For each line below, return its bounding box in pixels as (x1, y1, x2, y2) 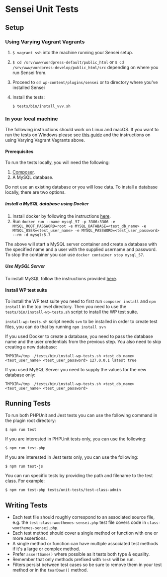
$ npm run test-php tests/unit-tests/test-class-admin (5, 488, 121, 493)
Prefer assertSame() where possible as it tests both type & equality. (12, 551, 150, 557)
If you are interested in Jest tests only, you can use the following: (5, 454, 138, 460)
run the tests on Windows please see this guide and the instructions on (5, 132, 151, 138)
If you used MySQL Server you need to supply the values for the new (5, 366, 147, 372)
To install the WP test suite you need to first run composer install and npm (5, 298, 156, 304)
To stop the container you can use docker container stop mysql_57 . (5, 252, 145, 258)
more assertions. (12, 535, 47, 541)
